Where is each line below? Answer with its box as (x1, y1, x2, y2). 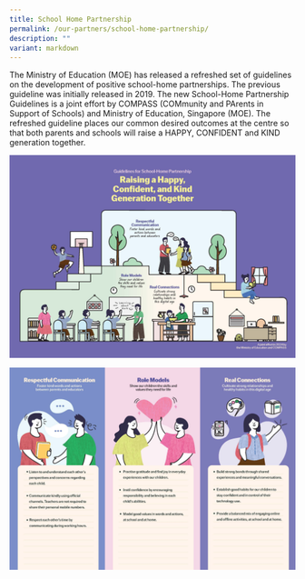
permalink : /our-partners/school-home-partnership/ (9, 24, 209, 34)
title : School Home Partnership (9, 15, 132, 24)
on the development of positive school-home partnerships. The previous (9, 79, 281, 90)
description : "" (9, 34, 71, 43)
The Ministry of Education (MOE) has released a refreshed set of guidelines (9, 69, 292, 81)
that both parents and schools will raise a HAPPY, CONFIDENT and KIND (9, 127, 280, 138)
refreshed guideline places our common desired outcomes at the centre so (9, 118, 290, 129)
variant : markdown (9, 44, 79, 53)
